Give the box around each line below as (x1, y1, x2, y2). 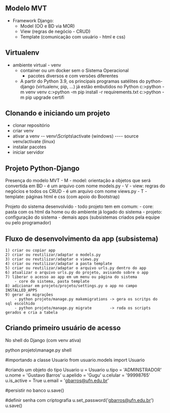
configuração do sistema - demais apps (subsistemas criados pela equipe (5, 214, 160, 220)
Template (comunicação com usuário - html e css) (20, 33, 126, 40)
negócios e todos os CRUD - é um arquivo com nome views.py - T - (5, 188, 147, 194)
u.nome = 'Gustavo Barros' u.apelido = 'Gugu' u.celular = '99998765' (5, 372, 151, 378)
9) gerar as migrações (5, 292, 53, 297)
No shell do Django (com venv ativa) (5, 337, 81, 343)
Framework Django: (12, 17, 54, 23)
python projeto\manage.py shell (5, 347, 72, 353)
